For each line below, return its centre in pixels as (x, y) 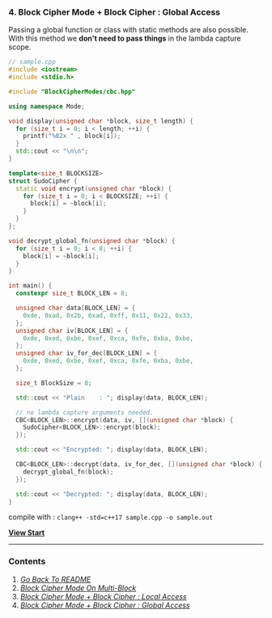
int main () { (30, 286)
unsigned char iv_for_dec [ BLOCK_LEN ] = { (87, 353)
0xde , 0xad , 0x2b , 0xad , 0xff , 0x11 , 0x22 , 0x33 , (108, 315)
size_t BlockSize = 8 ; (54, 383)
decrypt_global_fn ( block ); (68, 472)
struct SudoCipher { (43, 181)
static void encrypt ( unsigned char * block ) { (94, 188)
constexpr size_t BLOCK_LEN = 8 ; (72, 294)
